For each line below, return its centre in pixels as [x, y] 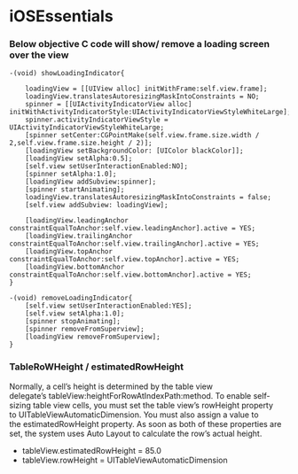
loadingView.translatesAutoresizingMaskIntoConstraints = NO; [142, 97]
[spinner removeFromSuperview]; [85, 330]
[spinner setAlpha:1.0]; [71, 175]
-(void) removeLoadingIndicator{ [71, 299]
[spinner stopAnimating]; [73, 322]
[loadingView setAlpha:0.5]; [79, 159]
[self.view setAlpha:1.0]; [75, 314]
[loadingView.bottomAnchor [75, 268]
